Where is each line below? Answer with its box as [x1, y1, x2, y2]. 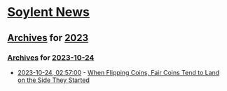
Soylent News [7, 4, 90, 20]
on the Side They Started [17, 76, 90, 84]
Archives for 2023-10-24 [7, 53, 95, 63]
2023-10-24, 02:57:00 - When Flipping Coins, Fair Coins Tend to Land [17, 68, 220, 76]
